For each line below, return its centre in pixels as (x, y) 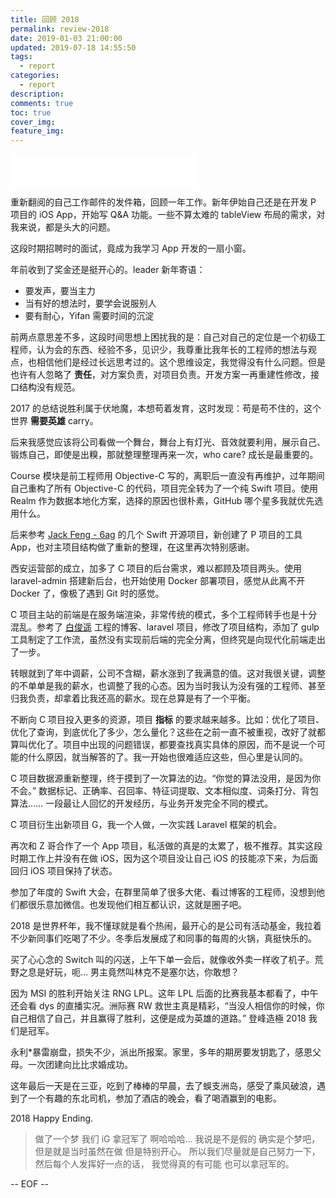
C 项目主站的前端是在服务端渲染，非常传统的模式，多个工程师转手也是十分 (164, 615)
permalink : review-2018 (60, 29)
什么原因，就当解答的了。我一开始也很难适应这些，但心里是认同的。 (167, 757)
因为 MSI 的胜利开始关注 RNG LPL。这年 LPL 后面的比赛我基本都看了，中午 (164, 993)
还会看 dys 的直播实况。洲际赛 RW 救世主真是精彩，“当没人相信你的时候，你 (167, 1006)
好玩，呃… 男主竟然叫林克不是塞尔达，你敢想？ (142, 972)
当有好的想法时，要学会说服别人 (90, 303)
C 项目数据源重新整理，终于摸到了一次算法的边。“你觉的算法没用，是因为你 (166, 778)
